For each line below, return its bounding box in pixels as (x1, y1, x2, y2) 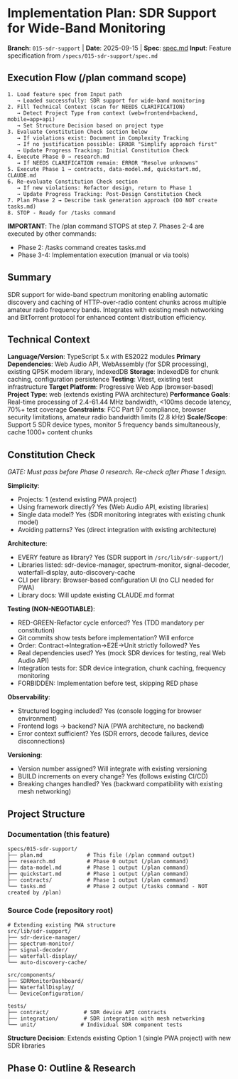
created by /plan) (7, 889, 62, 896)
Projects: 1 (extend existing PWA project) (17, 495, 137, 504)
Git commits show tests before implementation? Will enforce (17, 634, 194, 642)
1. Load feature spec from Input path (7, 90, 122, 98)
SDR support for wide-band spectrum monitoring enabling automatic (7, 290, 208, 298)
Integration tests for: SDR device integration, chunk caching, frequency (17, 664, 226, 672)
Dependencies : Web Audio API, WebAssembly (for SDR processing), (7, 360, 209, 368)
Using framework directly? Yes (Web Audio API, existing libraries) (17, 503, 210, 511)
